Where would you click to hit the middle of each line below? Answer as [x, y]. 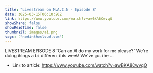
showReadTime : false [26, 28]
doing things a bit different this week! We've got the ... [59, 55]
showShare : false [23, 23]
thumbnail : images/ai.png [31, 32]
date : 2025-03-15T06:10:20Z [34, 14]
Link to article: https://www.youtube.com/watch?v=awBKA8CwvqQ [79, 65]
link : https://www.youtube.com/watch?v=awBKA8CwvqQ [58, 18]
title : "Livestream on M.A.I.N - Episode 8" [51, 9]
